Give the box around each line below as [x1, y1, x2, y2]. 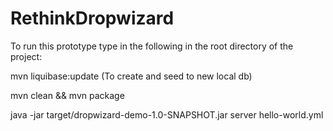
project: [10, 50, 43, 62]
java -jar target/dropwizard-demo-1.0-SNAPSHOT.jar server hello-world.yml [10, 108, 324, 121]
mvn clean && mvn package [10, 89, 125, 101]
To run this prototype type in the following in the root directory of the [10, 40, 294, 52]
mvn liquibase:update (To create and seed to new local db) [10, 70, 253, 82]
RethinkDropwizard [10, 7, 175, 30]
